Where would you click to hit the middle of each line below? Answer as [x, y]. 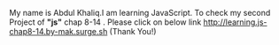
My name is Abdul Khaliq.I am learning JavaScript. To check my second [140, 13]
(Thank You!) [133, 31]
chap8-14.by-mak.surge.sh [58, 31]
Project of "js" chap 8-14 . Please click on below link [105, 22]
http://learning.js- [235, 22]
